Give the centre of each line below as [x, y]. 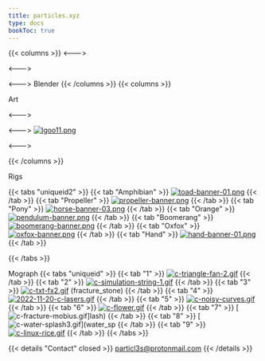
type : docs [26, 23]
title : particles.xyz [44, 16]
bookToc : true [32, 30]
